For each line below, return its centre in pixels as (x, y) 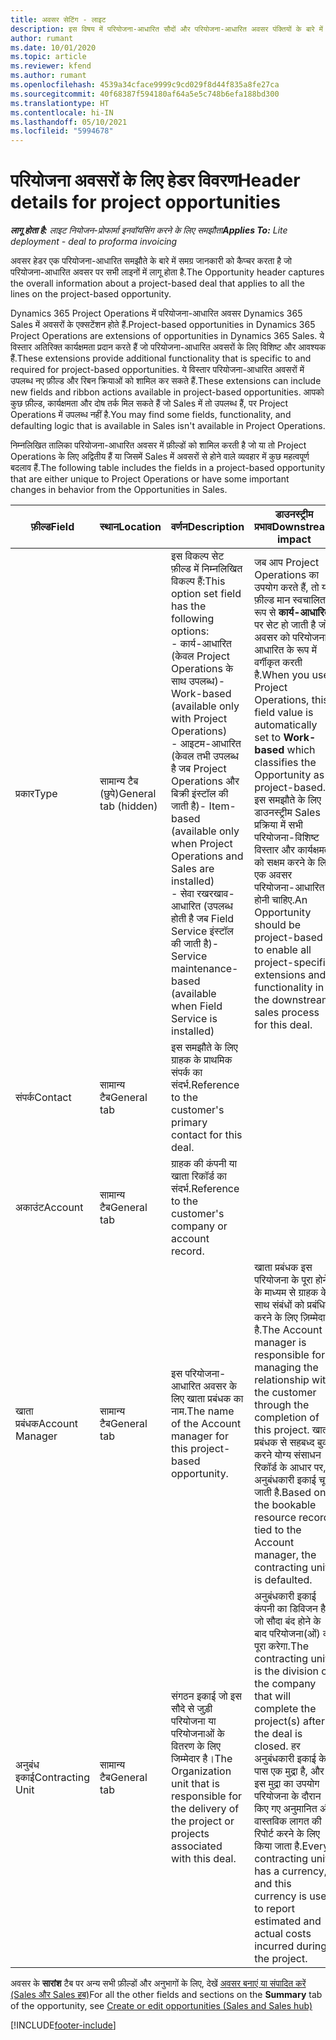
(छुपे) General (128, 794)
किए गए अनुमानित (286, 1809)
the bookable (285, 1505)
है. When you (282, 675)
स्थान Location (130, 527)
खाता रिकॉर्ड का (199, 1176)
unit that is (195, 1784)
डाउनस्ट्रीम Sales (287, 813)
